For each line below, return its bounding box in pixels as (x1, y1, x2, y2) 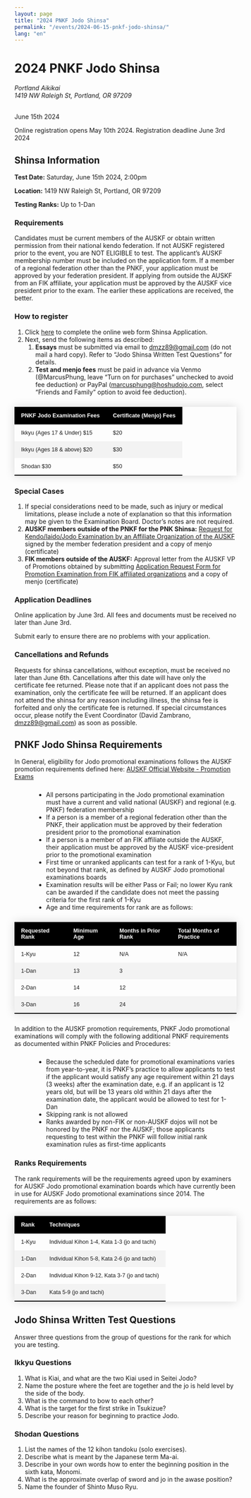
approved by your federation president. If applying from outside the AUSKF (14, 271, 233, 280)
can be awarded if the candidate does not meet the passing (45, 888, 220, 897)
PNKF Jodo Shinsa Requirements (14, 739, 163, 751)
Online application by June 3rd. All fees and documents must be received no (14, 611, 237, 619)
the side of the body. (24, 1389, 85, 1397)
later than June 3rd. (14, 619, 72, 627)
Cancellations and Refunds (14, 650, 109, 660)
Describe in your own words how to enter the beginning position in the (24, 1460, 229, 1469)
